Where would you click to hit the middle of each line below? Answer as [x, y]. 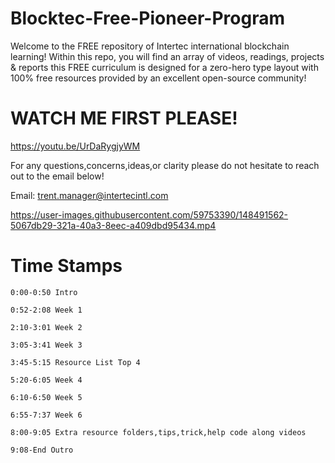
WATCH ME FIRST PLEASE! [124, 118]
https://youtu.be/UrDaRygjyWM [75, 146]
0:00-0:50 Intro [44, 292]
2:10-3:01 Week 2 [46, 327]
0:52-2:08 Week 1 [46, 310]
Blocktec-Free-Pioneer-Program [148, 18]
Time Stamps [66, 266]
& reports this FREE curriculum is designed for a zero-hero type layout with [164, 67]
